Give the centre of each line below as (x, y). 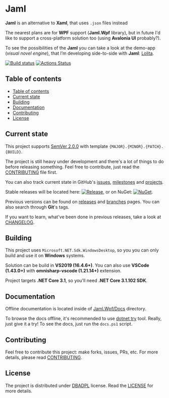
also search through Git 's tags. (37, 207)
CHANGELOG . (20, 222)
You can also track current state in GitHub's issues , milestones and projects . (84, 182)
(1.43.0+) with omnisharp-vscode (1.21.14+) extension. (64, 271)
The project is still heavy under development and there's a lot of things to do (84, 161)
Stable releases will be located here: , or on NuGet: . (79, 192)
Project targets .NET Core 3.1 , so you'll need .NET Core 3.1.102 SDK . (76, 281)
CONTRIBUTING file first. (31, 172)
